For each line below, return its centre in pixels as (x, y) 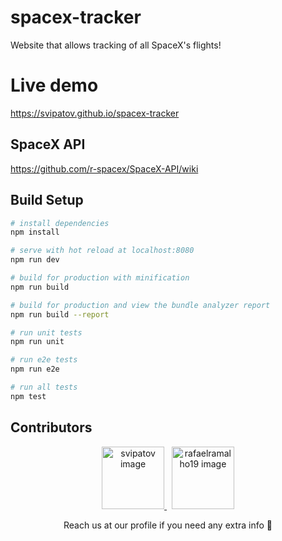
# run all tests (44, 387)
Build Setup (47, 200)
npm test (28, 396)
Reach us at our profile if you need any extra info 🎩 (168, 525)
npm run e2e (35, 369)
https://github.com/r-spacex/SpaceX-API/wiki (104, 168)
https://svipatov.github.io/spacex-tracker (95, 113)
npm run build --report (60, 314)
